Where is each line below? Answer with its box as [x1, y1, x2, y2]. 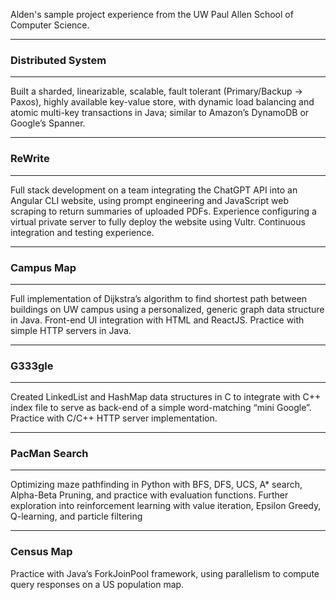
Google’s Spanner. [10, 117, 86, 129]
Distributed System [10, 53, 107, 67]
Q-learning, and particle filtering [10, 510, 143, 523]
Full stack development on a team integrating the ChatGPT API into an [10, 184, 298, 196]
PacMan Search [10, 447, 89, 461]
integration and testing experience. [10, 226, 155, 238]
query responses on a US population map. [10, 578, 185, 590]
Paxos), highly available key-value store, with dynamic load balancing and [10, 96, 315, 108]
